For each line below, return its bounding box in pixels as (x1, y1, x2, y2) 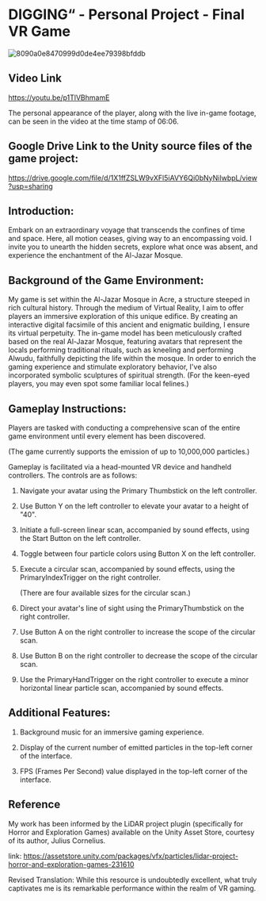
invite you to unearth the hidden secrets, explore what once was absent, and (8, 242, 258, 251)
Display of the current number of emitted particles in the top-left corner (19, 742, 253, 752)
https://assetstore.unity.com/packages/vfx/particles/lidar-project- (23, 851, 239, 861)
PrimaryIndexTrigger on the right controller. (19, 573, 161, 582)
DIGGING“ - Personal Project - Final (8, 6, 245, 24)
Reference (8, 798, 61, 811)
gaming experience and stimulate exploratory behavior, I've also (8, 362, 218, 372)
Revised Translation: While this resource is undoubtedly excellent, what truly (8, 875, 257, 884)
